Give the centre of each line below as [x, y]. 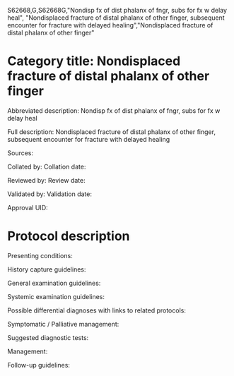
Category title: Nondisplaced [94, 61]
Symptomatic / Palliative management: [63, 324]
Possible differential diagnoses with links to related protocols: [96, 310]
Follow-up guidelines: [39, 365]
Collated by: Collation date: [47, 166]
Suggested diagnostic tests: [48, 337]
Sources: [21, 153]
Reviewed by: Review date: [47, 180]
